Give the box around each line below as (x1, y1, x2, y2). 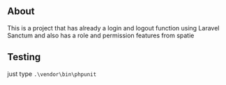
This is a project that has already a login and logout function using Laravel (7, 23, 220, 32)
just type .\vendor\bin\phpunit (7, 69, 97, 78)
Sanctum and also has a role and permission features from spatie (7, 31, 195, 39)
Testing (7, 51, 41, 63)
